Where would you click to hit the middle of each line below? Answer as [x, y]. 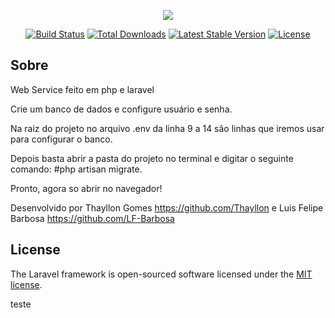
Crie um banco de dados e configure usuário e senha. [121, 109]
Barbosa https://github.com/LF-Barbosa [92, 218]
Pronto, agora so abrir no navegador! [86, 188]
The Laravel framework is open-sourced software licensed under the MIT [161, 274]
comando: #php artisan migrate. [76, 169]
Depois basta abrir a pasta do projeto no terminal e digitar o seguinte [152, 158]
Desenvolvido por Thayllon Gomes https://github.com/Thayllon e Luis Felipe [167, 207]
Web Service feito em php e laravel [82, 89]
